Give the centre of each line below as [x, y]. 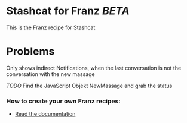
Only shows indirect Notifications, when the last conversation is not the [94, 68]
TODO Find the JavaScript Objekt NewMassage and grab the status [89, 86]
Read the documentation [45, 114]
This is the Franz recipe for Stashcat [51, 27]
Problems [30, 51]
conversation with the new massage [51, 74]
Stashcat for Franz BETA [68, 11]
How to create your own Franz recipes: [63, 101]
